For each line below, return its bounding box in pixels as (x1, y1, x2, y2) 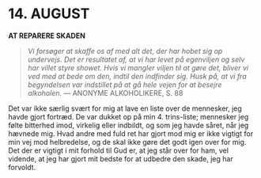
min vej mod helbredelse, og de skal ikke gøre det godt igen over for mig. (8, 137, 247, 146)
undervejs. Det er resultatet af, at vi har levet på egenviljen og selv (27, 55, 245, 64)
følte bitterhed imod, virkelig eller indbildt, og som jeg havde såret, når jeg (8, 120, 249, 130)
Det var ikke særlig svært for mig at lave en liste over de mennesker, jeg (8, 104, 243, 113)
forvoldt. (8, 162, 36, 172)
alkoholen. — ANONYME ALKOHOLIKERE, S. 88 (27, 88, 183, 97)
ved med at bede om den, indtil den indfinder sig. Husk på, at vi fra (27, 71, 247, 81)
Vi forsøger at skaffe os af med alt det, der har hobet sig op (27, 46, 223, 55)
